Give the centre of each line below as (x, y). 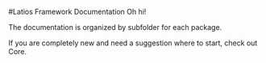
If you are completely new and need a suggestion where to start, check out (133, 43)
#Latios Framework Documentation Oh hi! (77, 12)
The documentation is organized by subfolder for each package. (115, 27)
